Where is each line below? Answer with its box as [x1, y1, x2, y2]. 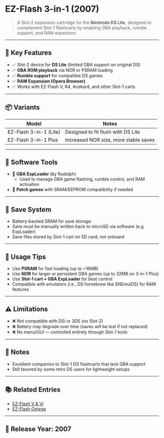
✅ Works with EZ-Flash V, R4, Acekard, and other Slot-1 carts [12, 83, 135, 89]
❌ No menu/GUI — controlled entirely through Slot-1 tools [12, 329, 128, 335]
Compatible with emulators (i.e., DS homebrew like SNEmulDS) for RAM [12, 281, 156, 287]
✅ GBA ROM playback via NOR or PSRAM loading [12, 67, 113, 73]
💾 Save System [5, 205, 52, 213]
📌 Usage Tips [5, 252, 46, 261]
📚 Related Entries [5, 386, 61, 394]
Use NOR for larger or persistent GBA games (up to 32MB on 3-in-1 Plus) [12, 271, 159, 276]
